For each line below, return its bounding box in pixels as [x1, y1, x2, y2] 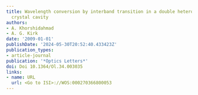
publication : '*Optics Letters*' [6, 58, 88, 64]
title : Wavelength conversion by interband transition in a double [6, 8, 176, 15]
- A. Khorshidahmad [6, 25, 54, 31]
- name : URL [6, 74, 35, 80]
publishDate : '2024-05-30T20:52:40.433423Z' [6, 42, 117, 48]
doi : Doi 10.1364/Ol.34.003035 [6, 63, 83, 70]
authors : [6, 19, 28, 25]
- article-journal [6, 53, 51, 58]
